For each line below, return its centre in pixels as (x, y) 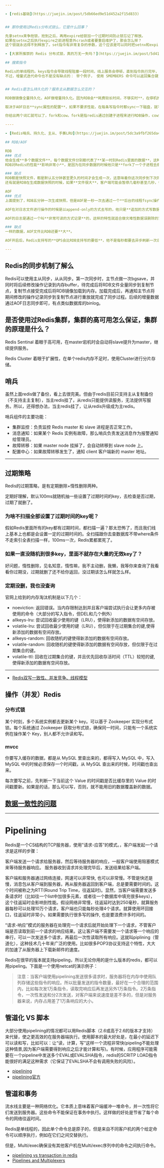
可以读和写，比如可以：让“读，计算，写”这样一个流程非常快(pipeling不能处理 (82, 1043)
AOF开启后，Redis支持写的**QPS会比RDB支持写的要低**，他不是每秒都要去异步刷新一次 (81, 240)
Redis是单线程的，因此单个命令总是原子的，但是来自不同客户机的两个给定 (79, 1129)
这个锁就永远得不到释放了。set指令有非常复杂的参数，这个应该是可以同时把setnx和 (77, 45)
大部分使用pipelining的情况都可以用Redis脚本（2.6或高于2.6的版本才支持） (80, 1030)
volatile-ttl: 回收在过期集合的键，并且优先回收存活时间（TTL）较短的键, (83, 657)
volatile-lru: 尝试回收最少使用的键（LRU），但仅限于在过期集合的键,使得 (83, 626)
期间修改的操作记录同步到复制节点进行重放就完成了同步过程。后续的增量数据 (82, 297)
